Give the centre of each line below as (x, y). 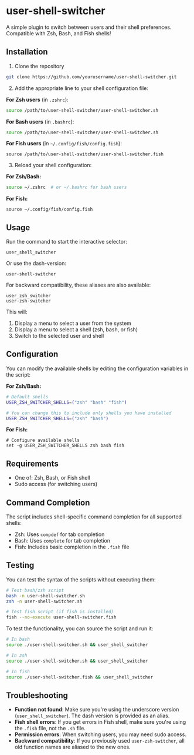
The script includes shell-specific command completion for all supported (94, 517)
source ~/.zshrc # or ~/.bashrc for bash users (67, 187)
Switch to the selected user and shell (59, 336)
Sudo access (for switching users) (56, 484)
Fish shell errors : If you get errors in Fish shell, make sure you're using (100, 722)
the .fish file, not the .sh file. (50, 729)
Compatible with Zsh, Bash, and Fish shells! (59, 33)
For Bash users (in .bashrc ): (40, 121)
